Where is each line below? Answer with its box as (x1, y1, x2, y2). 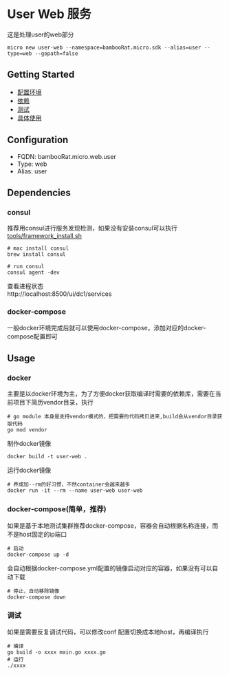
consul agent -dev (7, 269, 60, 276)
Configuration (7, 134, 69, 146)
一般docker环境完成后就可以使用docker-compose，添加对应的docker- (7, 323, 206, 332)
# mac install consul (7, 245, 69, 252)
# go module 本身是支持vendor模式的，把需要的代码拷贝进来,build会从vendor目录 (7, 414, 218, 420)
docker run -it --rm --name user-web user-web (7, 487, 143, 494)
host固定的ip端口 (19, 530, 67, 538)
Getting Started (7, 69, 75, 81)
